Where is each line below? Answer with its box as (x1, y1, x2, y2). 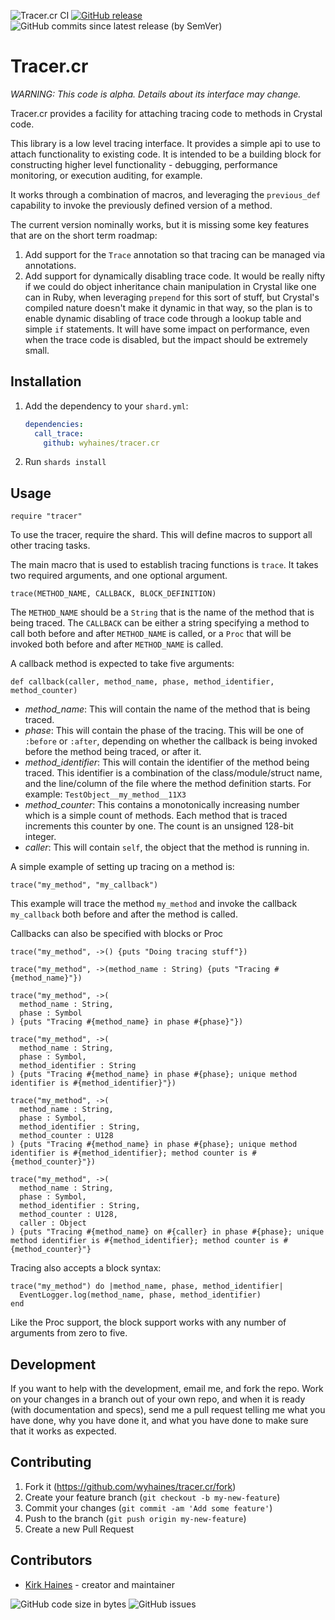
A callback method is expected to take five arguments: (10, 658, 235, 670)
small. (24, 344, 50, 356)
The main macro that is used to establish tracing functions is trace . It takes (10, 559, 319, 571)
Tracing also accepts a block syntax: (10, 1262, 162, 1274)
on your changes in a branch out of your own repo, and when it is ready (10, 1393, 306, 1405)
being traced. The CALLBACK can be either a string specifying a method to (10, 617, 310, 629)
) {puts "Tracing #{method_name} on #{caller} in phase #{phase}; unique (10, 1227, 325, 1237)
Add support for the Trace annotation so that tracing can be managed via (24, 248, 326, 260)
